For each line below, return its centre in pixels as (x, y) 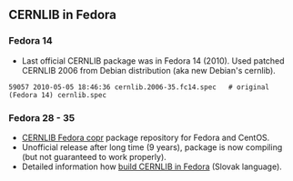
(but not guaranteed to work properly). (94, 156)
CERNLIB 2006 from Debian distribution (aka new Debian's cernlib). (149, 70)
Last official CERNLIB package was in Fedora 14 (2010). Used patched (153, 60)
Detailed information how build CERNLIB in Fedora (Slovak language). (152, 166)
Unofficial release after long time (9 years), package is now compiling (152, 147)
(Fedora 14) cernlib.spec (57, 95)
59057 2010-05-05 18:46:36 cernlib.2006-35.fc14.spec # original (139, 87)
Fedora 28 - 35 (42, 117)
